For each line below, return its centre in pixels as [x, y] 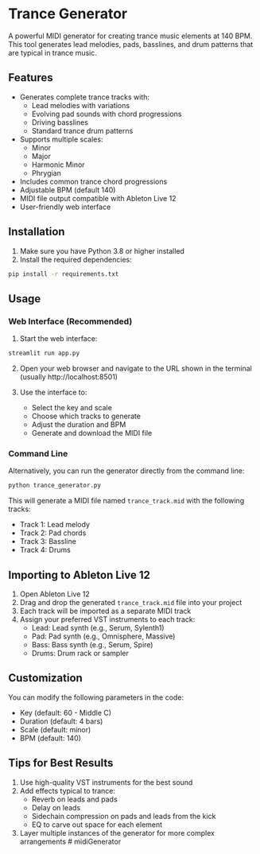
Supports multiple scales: [61, 139]
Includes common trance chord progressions [93, 181]
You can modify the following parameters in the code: [96, 697]
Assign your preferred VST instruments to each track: [107, 619]
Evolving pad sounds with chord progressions [107, 114]
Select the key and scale [72, 408]
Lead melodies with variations [80, 105]
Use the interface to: [53, 392]
